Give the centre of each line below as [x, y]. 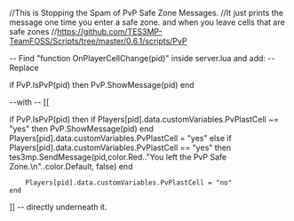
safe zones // [33, 32]
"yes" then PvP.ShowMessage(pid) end [81, 129]
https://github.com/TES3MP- [109, 32]
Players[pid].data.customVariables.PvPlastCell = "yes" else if [121, 138]
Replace [24, 67]
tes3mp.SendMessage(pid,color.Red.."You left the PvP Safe [118, 157]
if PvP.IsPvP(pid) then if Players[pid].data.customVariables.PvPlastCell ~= [144, 119]
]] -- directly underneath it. [58, 207]
